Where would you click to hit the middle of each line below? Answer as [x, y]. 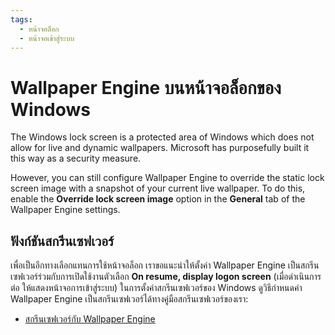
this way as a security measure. [76, 158]
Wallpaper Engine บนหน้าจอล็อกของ [146, 87]
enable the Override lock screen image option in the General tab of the [158, 199]
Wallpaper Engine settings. [65, 210]
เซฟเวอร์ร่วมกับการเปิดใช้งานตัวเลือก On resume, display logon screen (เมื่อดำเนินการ [166, 277]
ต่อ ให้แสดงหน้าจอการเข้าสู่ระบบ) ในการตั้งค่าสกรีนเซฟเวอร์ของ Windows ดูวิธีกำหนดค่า [156, 288]
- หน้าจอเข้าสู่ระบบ [47, 38]
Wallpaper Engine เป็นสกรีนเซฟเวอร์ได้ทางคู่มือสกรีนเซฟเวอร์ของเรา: [129, 299]
